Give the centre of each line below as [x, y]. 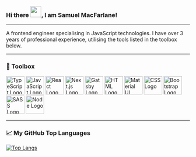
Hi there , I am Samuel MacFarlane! [62, 15]
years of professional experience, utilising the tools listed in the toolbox [92, 40]
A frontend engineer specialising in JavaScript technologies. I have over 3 [95, 33]
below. [14, 46]
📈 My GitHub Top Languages [48, 133]
